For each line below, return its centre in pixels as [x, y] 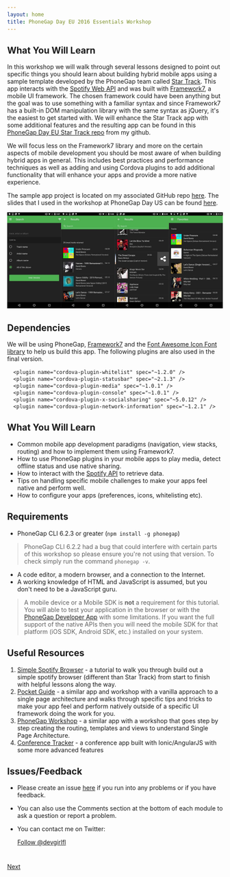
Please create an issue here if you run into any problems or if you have [117, 788]
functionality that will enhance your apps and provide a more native [102, 175]
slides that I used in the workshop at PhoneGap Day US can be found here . [113, 203]
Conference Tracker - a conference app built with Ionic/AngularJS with [117, 742]
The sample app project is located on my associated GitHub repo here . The [113, 196]
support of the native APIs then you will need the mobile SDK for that [121, 624]
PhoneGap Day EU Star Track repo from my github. [79, 132]
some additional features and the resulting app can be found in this [102, 125]
